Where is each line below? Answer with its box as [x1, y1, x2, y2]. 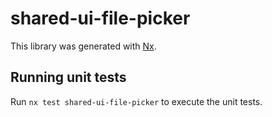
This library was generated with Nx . [10, 40, 157, 52]
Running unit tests [10, 69, 127, 86]
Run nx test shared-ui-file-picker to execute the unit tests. [10, 95, 263, 107]
